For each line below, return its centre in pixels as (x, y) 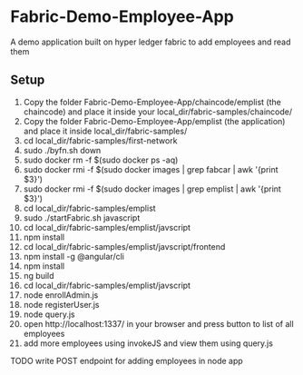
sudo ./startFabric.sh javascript (82, 217)
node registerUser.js (61, 304)
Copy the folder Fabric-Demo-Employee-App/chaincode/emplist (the (152, 102)
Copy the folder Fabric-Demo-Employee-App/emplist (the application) (154, 121)
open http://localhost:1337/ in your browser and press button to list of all (158, 323)
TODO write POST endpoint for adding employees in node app (127, 360)
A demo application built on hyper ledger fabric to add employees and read (151, 42)
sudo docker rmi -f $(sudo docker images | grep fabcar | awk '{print (151, 169)
